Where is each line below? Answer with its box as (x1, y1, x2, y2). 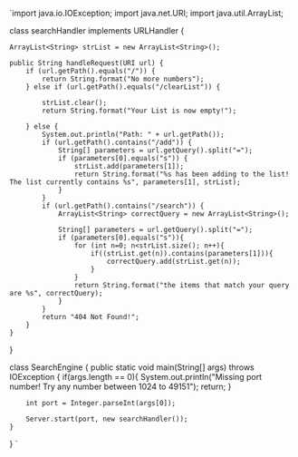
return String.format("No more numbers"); (42, 74, 205, 83)
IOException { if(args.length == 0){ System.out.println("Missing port (9, 372, 263, 382)
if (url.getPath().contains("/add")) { (42, 138, 193, 147)
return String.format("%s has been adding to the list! (73, 170, 290, 179)
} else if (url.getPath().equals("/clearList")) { (25, 83, 221, 92)
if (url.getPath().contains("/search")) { (42, 201, 205, 210)
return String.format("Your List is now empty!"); (42, 106, 237, 115)
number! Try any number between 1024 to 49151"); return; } (9, 381, 232, 392)
